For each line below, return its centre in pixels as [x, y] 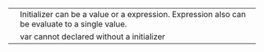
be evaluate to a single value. [73, 24]
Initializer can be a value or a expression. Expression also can [133, 14]
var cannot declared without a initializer [93, 36]
